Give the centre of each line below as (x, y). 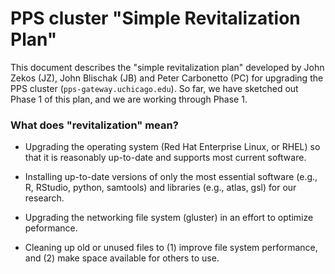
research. (44, 198)
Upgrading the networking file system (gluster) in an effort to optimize (169, 218)
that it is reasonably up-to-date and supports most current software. (165, 158)
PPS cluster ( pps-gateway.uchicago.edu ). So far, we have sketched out (154, 88)
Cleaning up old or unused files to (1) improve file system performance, (171, 248)
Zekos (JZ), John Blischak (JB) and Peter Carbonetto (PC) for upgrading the (167, 78)
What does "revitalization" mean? (94, 125)
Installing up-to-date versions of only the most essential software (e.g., (171, 177)
